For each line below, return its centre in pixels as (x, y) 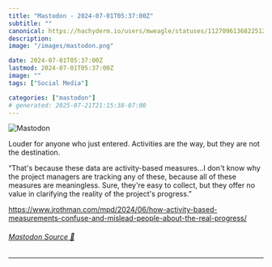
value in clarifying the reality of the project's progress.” (100, 194)
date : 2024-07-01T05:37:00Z (56, 61)
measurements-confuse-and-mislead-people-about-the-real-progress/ (127, 218)
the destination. (34, 153)
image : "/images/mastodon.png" (61, 46)
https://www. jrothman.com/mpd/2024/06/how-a (89, 210)
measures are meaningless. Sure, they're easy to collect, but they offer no (132, 185)
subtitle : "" (30, 23)
